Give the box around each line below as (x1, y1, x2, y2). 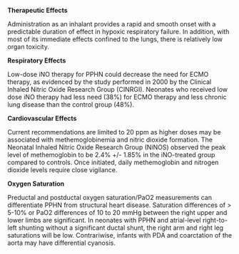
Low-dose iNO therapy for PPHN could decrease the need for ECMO (7, 70, 209, 78)
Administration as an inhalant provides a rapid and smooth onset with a (7, 20, 216, 28)
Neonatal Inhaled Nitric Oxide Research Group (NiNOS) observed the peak (7, 143, 226, 152)
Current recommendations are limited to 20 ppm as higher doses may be (7, 128, 221, 136)
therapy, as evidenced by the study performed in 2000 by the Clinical (7, 78, 212, 86)
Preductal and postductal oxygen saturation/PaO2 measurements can (7, 194, 213, 201)
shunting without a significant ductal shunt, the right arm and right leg (18, 223, 223, 232)
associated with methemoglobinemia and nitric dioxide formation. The (7, 135, 213, 144)
